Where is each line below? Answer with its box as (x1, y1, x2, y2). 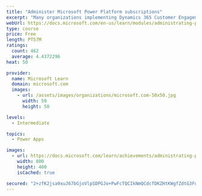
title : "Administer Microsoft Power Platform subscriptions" (6, 8, 163, 15)
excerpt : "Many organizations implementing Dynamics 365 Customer (6, 14, 176, 20)
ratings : (6, 43, 28, 49)
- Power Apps (11, 136, 44, 142)
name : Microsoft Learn (11, 76, 69, 82)
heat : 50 (6, 59, 28, 65)
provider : (6, 70, 31, 76)
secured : (6, 180, 28, 186)
